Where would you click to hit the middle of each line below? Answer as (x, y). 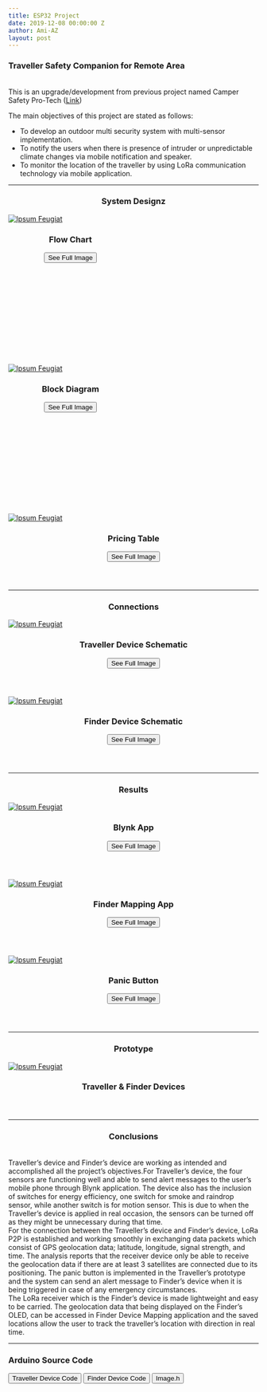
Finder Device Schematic (133, 721)
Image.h (168, 1379)
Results (133, 789)
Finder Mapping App (133, 904)
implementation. (46, 140)
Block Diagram (70, 389)
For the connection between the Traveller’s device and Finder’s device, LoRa (133, 1230)
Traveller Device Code (45, 1379)
